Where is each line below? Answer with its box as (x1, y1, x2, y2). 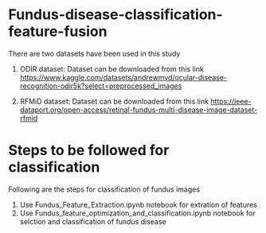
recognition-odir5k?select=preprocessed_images (19, 81, 182, 91)
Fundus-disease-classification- (8, 6, 223, 24)
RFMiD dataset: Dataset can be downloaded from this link (19, 96, 209, 106)
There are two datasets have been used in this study (8, 49, 181, 58)
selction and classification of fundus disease (19, 216, 167, 226)
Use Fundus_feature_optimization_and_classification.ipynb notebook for (19, 208, 256, 218)
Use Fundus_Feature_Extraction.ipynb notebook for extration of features (19, 200, 257, 209)
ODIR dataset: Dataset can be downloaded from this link (19, 64, 205, 73)
